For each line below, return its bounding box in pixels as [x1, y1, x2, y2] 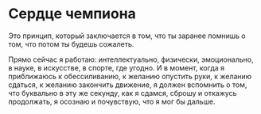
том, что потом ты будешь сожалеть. [8, 39, 134, 48]
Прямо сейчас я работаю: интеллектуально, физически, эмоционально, [8, 55, 255, 64]
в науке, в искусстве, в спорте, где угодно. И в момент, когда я [8, 63, 225, 72]
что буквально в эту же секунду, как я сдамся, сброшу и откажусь [8, 88, 237, 97]
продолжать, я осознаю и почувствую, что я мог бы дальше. [8, 97, 216, 106]
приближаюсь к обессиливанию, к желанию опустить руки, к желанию [8, 71, 252, 81]
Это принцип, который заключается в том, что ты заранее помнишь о [8, 31, 246, 40]
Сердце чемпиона [8, 5, 137, 23]
